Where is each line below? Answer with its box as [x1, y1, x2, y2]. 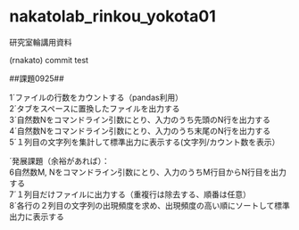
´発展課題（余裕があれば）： [9, 155, 110, 166]
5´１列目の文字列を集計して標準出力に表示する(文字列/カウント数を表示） [9, 136, 280, 147]
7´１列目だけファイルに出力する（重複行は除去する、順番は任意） [9, 189, 252, 200]
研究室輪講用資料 [9, 37, 72, 47]
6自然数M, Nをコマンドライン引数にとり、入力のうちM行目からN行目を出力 [9, 167, 287, 177]
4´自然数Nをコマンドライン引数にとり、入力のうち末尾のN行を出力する [9, 125, 271, 136]
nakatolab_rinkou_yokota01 [9, 6, 216, 27]
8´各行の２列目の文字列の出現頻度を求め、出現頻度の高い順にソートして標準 [9, 200, 290, 210]
